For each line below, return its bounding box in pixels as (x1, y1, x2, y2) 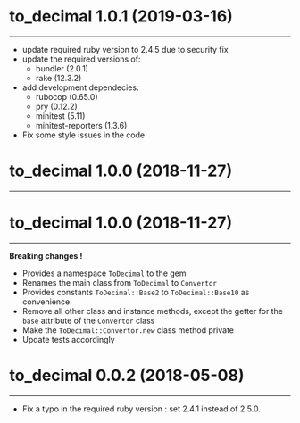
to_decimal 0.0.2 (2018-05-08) (9, 366, 245, 386)
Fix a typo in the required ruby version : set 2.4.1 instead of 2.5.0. (21, 403, 262, 414)
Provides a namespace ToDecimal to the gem (21, 268, 187, 278)
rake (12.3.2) (35, 72, 82, 83)
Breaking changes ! (9, 250, 83, 261)
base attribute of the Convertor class (21, 315, 155, 326)
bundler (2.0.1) (35, 62, 89, 73)
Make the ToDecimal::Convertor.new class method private (21, 324, 235, 336)
